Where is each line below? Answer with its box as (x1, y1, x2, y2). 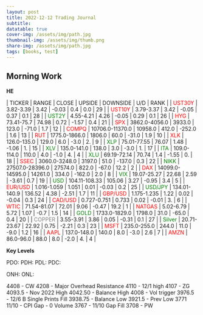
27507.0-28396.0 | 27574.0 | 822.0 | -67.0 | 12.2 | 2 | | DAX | (6, 164, 157, 171)
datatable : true (6, 26, 47, 32)
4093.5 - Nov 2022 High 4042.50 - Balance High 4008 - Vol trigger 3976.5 (6, 289, 194, 296)
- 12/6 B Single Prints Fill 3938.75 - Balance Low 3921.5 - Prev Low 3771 (6, 295, 187, 302)
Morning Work (6, 71, 62, 82)
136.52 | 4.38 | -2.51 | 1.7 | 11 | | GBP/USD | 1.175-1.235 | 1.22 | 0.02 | (24, 189, 193, 197)
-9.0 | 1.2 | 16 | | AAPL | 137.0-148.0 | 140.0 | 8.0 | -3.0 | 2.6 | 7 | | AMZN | (6, 228, 188, 236)
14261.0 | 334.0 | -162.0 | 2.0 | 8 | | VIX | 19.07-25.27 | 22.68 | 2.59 (30, 170, 198, 177)
